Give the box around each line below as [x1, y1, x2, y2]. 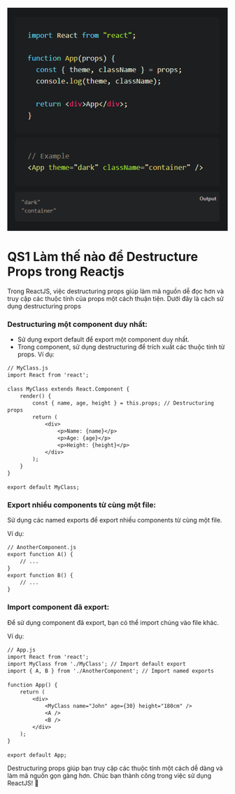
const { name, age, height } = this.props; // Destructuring [32, 400, 215, 407]
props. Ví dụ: [17, 350, 55, 358]
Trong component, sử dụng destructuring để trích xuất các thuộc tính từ [17, 343, 225, 351]
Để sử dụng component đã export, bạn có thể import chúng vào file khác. [7, 618, 219, 626]
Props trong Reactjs [7, 264, 124, 279]
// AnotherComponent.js [7, 544, 77, 551]
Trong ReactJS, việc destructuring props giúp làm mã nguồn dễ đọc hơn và [7, 287, 225, 295]
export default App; [7, 751, 68, 758]
